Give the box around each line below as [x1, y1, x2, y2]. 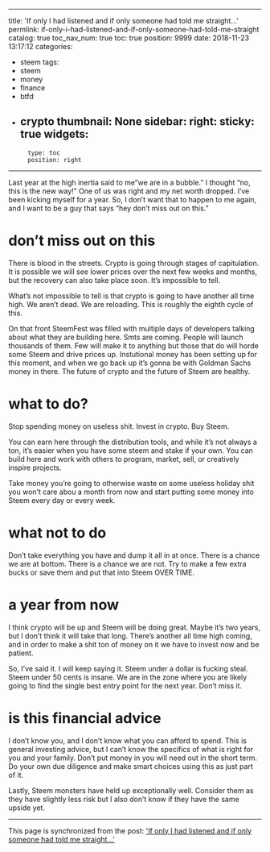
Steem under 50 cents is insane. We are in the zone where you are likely [8, 672, 247, 682]
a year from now [8, 596, 119, 613]
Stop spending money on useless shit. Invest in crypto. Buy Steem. [8, 421, 230, 431]
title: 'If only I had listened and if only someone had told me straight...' [8, 16, 239, 25]
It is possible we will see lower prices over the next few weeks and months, [8, 267, 257, 276]
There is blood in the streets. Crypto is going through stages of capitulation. [8, 258, 260, 268]
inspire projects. [8, 463, 62, 472]
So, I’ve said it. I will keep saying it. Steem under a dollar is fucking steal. [8, 663, 248, 673]
